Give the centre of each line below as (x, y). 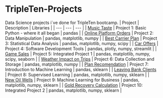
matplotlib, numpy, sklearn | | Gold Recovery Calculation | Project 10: (74, 85)
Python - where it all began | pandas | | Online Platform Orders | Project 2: (79, 33)
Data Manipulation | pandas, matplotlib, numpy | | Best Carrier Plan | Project (81, 38)
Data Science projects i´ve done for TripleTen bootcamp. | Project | (72, 23)
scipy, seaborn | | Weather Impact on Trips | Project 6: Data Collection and (80, 59)
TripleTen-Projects (44, 9)
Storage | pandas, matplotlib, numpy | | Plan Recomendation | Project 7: (77, 64)
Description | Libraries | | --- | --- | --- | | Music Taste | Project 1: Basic (76, 27)
